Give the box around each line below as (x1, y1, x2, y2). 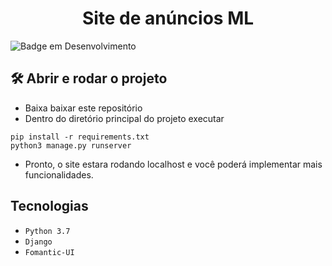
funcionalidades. (24, 168, 94, 181)
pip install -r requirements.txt (10, 132, 150, 142)
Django (24, 237, 53, 247)
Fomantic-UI (24, 247, 75, 257)
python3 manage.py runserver (10, 140, 132, 151)
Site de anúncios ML (81, 7, 255, 30)
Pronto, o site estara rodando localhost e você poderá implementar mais (24, 158, 323, 170)
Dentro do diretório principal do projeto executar (24, 112, 225, 124)
